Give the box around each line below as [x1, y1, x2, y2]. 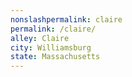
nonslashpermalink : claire [10, 14, 123, 25]
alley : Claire [10, 33, 70, 43]
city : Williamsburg [10, 42, 92, 53]
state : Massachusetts [10, 52, 101, 62]
